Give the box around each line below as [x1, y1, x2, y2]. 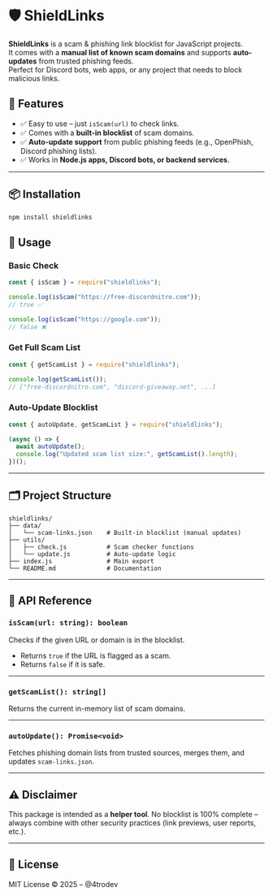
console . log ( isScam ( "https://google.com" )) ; [8, 315, 162, 324]
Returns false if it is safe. [19, 659, 106, 669]
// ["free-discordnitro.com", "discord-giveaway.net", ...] [8, 383, 217, 391]
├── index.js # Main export [8, 557, 154, 565]
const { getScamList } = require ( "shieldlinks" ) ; [8, 360, 180, 368]
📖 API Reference [8, 594, 92, 608]
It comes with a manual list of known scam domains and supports [8, 47, 232, 57]
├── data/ [8, 521, 42, 529]
